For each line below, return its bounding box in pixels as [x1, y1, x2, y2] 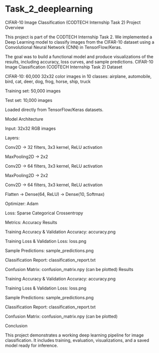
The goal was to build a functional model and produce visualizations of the [5, 53, 154, 59]
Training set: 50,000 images [5, 88, 61, 94]
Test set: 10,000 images [5, 97, 53, 103]
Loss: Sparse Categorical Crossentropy [5, 210, 84, 216]
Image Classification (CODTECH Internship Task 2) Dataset [5, 64, 123, 70]
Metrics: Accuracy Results [5, 219, 58, 225]
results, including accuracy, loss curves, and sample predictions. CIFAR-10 [5, 59, 154, 64]
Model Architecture [5, 116, 43, 122]
